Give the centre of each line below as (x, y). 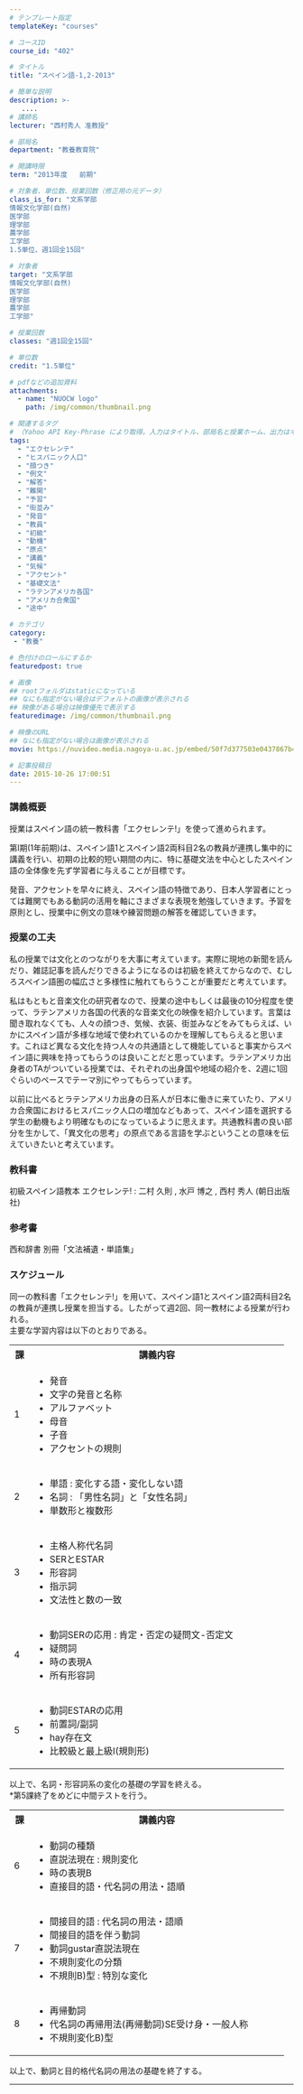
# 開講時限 (27, 167)
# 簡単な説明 (30, 92)
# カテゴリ (27, 625)
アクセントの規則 (85, 1448)
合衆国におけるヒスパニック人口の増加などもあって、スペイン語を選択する (155, 1110)
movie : (22, 749)
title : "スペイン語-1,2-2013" (62, 76)
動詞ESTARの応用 (86, 1710)
